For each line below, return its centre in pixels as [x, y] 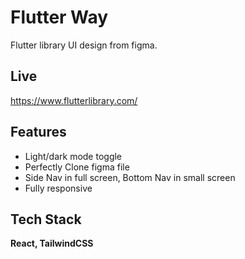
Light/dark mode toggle [73, 156]
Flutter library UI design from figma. [84, 45]
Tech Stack [46, 219]
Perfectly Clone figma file [77, 167]
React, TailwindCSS [52, 243]
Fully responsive [58, 188]
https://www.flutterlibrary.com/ [74, 100]
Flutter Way [59, 17]
